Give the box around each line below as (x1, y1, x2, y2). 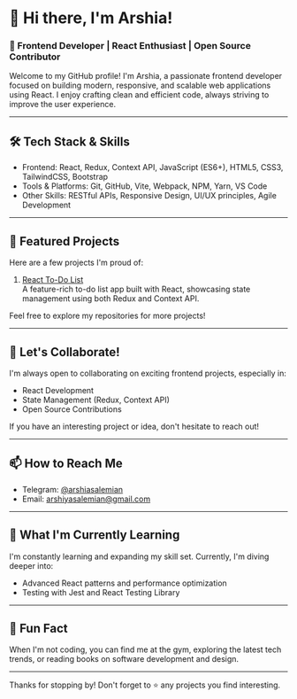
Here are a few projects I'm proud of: (9, 257, 144, 268)
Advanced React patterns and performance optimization (21, 578, 227, 588)
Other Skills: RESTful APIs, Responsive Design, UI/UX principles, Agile (21, 190, 277, 201)
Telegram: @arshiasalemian (21, 484, 124, 494)
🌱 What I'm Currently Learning (9, 527, 180, 543)
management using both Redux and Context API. (21, 293, 200, 304)
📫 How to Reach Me (9, 456, 123, 471)
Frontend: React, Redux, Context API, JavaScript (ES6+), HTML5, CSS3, (21, 162, 284, 173)
